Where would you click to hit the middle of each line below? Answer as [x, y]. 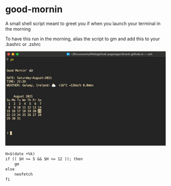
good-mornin [34, 9]
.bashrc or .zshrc [23, 44]
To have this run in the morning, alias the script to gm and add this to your [83, 39]
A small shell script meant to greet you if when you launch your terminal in [83, 23]
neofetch [24, 174]
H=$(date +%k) [20, 154]
